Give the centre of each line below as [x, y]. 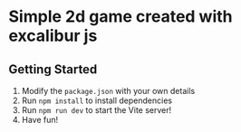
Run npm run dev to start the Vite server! [96, 110]
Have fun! [40, 120]
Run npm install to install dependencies [97, 100]
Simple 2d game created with [120, 17]
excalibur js [53, 36]
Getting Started [53, 69]
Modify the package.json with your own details [108, 91]
